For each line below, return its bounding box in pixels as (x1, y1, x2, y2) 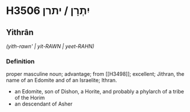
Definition (6, 57, 35, 65)
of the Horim (14, 94, 45, 101)
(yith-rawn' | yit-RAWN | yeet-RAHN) (6, 43, 94, 50)
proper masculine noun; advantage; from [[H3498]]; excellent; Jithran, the (6, 71, 185, 78)
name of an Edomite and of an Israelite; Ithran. (6, 77, 118, 84)
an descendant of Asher (14, 100, 73, 107)
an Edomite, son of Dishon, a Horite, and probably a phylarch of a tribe (14, 88, 185, 95)
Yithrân (6, 27, 34, 37)
